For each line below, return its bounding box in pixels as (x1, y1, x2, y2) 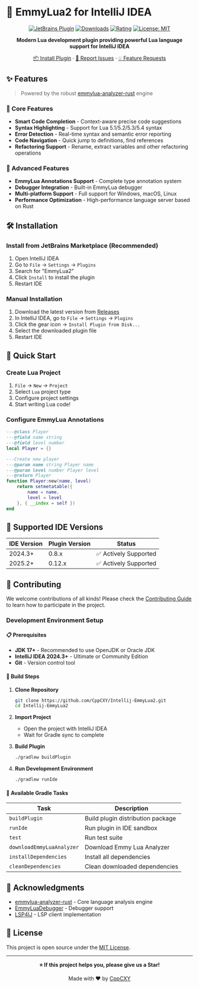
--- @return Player (6, 473, 52, 479)
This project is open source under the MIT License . (6, 944, 131, 951)
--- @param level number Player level (6, 467, 99, 473)
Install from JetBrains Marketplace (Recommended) (6, 241, 159, 249)
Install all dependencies (85, 853, 150, 861)
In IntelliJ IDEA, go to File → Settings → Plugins (14, 315, 133, 322)
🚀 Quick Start (6, 351, 56, 361)
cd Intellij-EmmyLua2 (14, 703, 68, 709)
